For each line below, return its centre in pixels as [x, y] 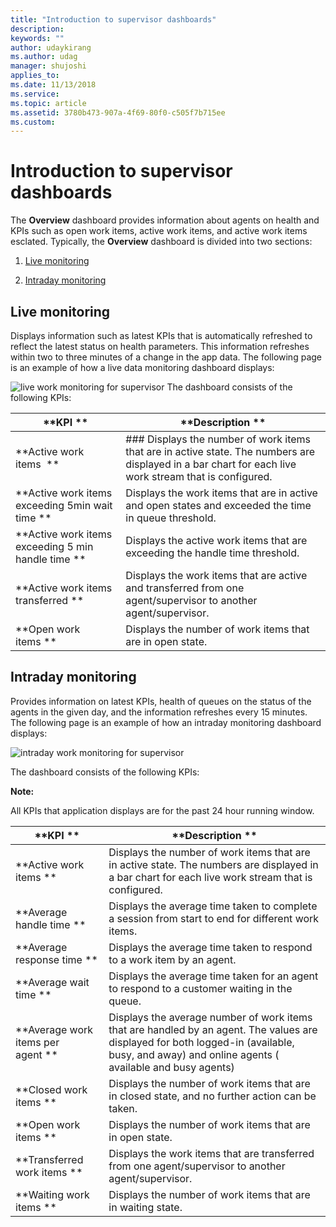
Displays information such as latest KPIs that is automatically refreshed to [161, 335]
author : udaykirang [51, 47]
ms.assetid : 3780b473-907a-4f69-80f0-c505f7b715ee [118, 112]
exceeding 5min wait [64, 505]
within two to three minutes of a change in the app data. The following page [166, 357]
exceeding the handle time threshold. [212, 553]
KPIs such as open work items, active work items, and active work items [159, 231]
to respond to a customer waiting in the [200, 988]
